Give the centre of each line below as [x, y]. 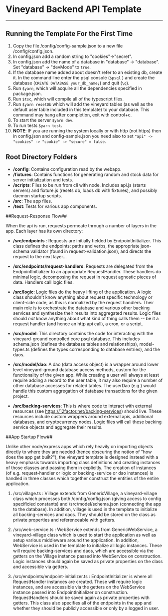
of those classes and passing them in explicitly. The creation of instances [81, 468]
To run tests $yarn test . [38, 125]
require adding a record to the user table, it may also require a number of [88, 380]
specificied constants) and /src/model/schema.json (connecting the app [87, 504]
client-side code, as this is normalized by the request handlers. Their [83, 302]
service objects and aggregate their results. [58, 427]
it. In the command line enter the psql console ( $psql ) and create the [84, 77]
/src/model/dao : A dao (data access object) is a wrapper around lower [86, 364]
